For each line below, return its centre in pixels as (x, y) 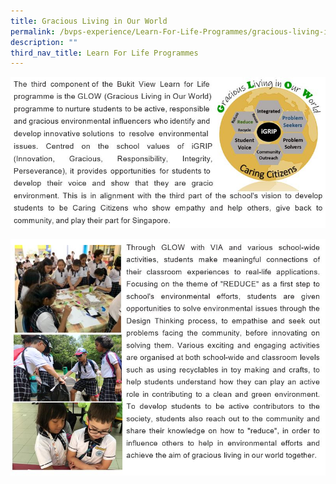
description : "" (44, 42)
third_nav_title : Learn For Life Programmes (104, 53)
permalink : (33, 31)
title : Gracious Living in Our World (89, 21)
